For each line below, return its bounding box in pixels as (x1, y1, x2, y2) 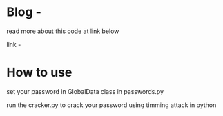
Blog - (6, 4, 42, 20)
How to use (6, 65, 72, 80)
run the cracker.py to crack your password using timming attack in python (6, 101, 217, 109)
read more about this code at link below (6, 27, 119, 35)
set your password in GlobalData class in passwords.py (6, 87, 164, 95)
